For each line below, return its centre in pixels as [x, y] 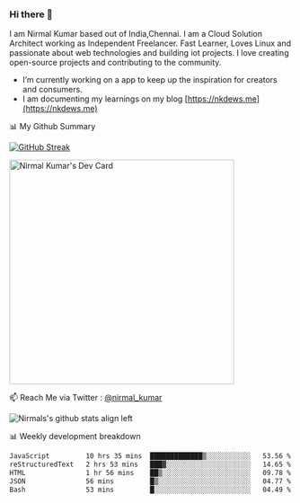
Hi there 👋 [31, 14]
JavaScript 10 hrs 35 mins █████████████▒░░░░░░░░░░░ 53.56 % [150, 456]
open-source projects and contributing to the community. [115, 63]
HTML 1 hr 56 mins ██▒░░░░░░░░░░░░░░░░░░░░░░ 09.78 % [150, 473]
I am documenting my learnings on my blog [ [105, 99]
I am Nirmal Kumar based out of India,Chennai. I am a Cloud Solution [136, 34]
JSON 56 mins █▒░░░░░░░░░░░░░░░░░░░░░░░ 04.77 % [150, 481]
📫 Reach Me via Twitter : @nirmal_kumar [86, 398]
